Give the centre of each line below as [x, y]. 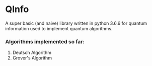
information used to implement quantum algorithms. [59, 28]
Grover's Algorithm [32, 58]
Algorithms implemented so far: [45, 41]
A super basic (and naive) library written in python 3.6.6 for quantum [76, 23]
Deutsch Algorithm [32, 53]
